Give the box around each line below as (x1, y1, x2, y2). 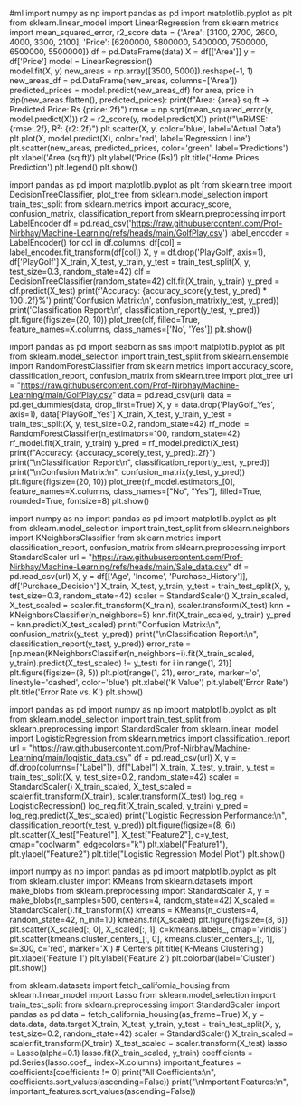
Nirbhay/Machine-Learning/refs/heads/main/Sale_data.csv (9, 561, 229, 572)
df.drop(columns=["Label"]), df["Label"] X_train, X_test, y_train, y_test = (9, 762, 276, 772)
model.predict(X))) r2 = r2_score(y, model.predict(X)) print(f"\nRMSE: (9, 113, 269, 124)
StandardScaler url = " (9, 552, 93, 562)
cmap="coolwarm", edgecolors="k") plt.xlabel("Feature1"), (9, 839, 229, 849)
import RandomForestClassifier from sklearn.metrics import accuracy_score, (9, 361, 294, 371)
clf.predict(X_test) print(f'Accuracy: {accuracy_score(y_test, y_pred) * (9, 286, 267, 296)
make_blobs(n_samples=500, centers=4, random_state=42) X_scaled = (9, 895, 276, 906)
